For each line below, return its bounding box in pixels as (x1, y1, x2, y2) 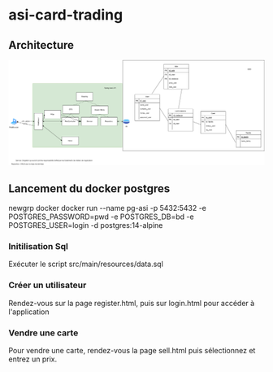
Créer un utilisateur (8, 279, 87, 291)
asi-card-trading (8, 6, 123, 24)
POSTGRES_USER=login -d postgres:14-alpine (8, 221, 163, 230)
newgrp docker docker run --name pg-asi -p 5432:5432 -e (8, 204, 207, 213)
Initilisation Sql (8, 240, 69, 252)
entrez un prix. (8, 354, 58, 364)
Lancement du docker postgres (8, 182, 171, 195)
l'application (8, 307, 50, 317)
